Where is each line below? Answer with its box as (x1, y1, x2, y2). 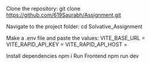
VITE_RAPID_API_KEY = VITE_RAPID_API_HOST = (6, 41, 128, 48)
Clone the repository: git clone (6, 5, 81, 12)
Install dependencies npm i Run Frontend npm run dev (6, 52, 139, 59)
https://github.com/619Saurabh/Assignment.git (6, 11, 121, 18)
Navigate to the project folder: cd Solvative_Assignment (6, 23, 143, 30)
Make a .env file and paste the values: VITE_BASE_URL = (6, 35, 146, 41)
